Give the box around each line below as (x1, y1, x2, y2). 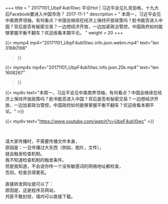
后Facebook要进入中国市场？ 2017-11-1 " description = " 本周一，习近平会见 (5, 11, 161, 17)
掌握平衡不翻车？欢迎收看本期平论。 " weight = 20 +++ (9, 30, 123, 35)
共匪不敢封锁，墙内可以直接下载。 (5, 194, 75, 199)
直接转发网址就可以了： (5, 181, 53, 187)
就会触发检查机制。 (5, 151, 45, 157)
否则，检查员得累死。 (5, 170, 49, 175)
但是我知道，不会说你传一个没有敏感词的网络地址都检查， (5, 163, 123, 169)
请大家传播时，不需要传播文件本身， (5, 138, 80, 144)
